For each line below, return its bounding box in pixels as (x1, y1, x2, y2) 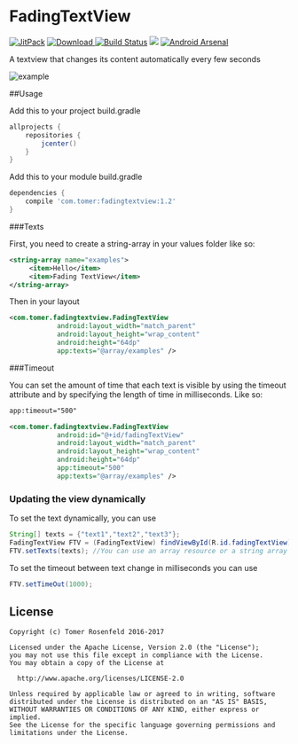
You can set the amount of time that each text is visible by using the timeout (9, 380, 286, 390)
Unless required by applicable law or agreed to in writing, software (9, 690, 276, 699)
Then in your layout (9, 296, 80, 307)
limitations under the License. (9, 729, 129, 738)
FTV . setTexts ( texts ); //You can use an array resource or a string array (9, 546, 288, 555)
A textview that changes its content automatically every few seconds (9, 53, 262, 64)
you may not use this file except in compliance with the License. (9, 651, 264, 660)
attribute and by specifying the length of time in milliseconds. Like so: (9, 388, 263, 400)
